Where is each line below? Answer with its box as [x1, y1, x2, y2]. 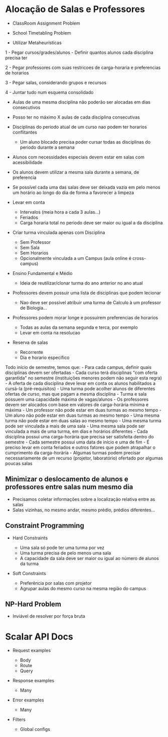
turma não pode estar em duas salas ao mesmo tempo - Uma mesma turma [5, 417, 161, 423]
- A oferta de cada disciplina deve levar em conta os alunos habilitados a [5, 380, 156, 386]
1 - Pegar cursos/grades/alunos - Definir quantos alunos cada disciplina [5, 49, 154, 55]
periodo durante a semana [20, 144, 75, 150]
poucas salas [5, 460, 33, 466]
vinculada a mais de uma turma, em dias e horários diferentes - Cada [5, 428, 148, 434]
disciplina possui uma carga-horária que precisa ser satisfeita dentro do [5, 433, 154, 439]
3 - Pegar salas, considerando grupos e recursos [5, 79, 107, 85]
